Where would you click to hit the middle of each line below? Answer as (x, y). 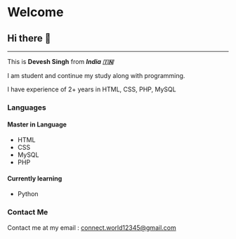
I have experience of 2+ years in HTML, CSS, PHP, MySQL (92, 89)
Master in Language (37, 124)
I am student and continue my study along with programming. (96, 76)
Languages (27, 108)
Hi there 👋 (29, 38)
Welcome (35, 12)
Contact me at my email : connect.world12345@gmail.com (92, 227)
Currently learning (35, 178)
